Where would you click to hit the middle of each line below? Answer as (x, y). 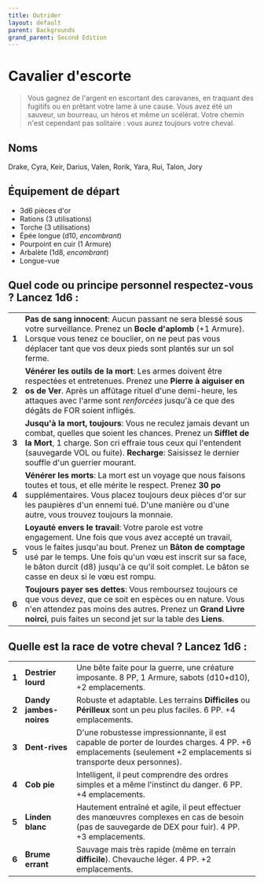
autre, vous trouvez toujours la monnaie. (99, 514)
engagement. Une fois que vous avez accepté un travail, (128, 537)
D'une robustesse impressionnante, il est (151, 732)
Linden (38, 817)
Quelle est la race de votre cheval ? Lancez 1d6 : (128, 647)
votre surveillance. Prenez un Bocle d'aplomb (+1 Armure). (135, 329)
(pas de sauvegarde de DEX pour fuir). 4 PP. (158, 827)
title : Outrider (35, 15)
